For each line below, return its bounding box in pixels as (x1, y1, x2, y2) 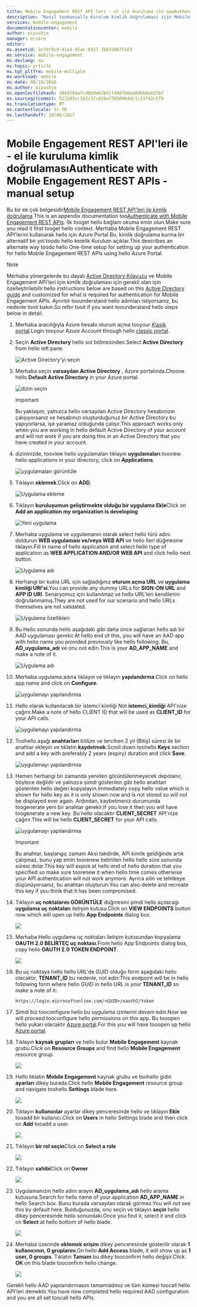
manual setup (6, 187, 75, 200)
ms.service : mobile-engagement (6, 52, 83, 58)
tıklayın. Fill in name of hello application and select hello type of (15, 543, 167, 550)
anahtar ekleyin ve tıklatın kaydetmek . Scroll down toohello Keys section (15, 744, 189, 751)
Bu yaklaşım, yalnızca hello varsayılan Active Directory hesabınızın (15, 408, 175, 415)
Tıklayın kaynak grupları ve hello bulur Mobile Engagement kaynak (15, 1038, 178, 1045)
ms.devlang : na (6, 57, 44, 63)
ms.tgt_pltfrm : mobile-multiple (6, 68, 85, 74)
